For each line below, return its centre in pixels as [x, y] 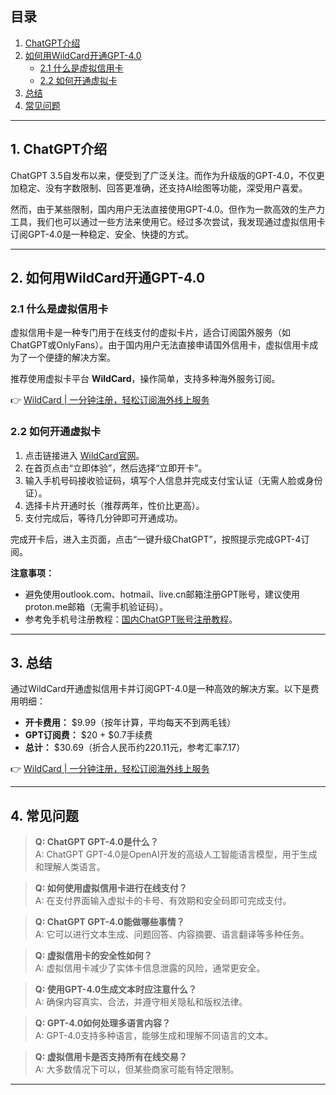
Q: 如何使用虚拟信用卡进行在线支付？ [111, 888]
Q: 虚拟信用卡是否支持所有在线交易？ [111, 1057]
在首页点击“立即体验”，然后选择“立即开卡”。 [116, 468]
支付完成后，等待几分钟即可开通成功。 [103, 518]
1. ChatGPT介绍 [59, 149]
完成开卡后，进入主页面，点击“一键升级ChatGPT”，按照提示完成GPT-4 [156, 539]
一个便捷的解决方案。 [71, 358]
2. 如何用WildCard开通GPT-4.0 [108, 278]
